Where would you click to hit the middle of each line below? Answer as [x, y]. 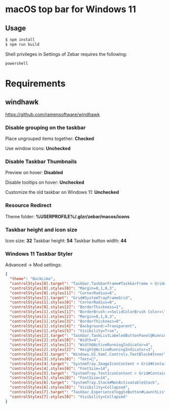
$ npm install [20, 40]
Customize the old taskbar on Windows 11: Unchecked [62, 192]
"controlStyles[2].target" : [39, 335]
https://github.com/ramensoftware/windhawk [53, 114]
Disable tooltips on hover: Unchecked [45, 182]
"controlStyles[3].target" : [39, 354]
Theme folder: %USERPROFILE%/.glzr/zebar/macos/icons [68, 216]
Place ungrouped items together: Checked [50, 139]
